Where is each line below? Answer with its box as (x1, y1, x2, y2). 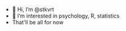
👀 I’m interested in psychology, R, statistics (12, 12, 120, 19)
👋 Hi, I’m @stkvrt (12, 6, 55, 13)
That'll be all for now (12, 19, 64, 26)
